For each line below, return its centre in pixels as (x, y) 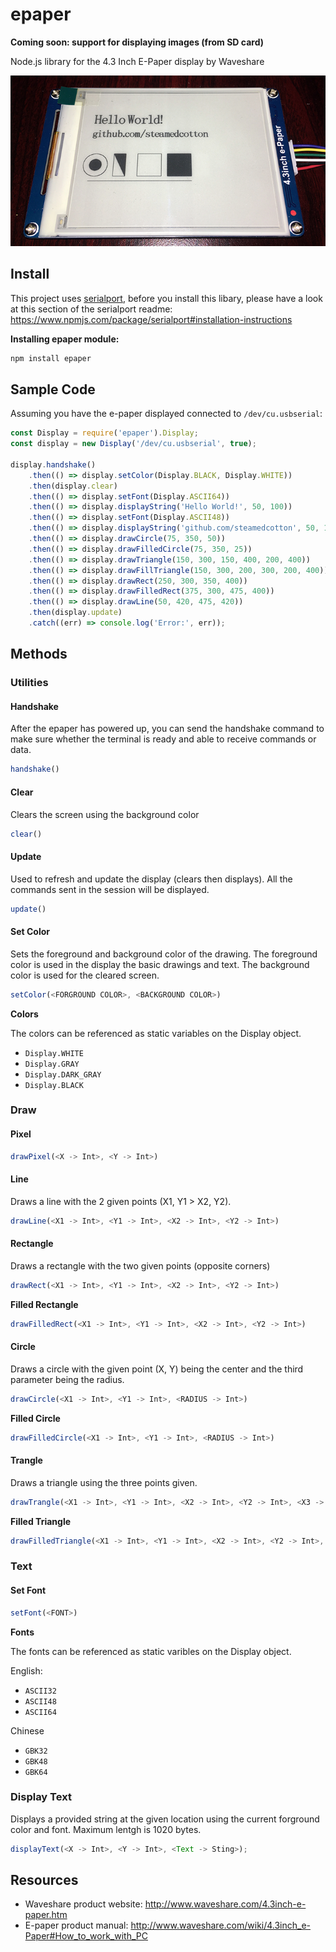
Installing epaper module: (65, 339)
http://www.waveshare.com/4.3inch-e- (225, 1904)
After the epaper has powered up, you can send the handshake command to (167, 729)
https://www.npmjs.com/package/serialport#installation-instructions (151, 319)
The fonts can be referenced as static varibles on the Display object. (151, 1651)
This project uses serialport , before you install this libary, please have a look (166, 298)
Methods (39, 654)
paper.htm (46, 1915)
